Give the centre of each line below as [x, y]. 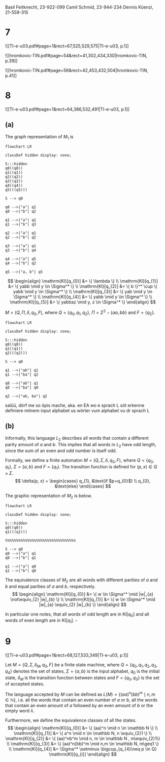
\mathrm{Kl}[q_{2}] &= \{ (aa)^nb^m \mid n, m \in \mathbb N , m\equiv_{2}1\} [83, 739]
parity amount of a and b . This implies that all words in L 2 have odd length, [81, 445]
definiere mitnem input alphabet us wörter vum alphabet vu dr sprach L [77, 410]
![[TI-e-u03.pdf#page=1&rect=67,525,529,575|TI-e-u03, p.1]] [67, 46]
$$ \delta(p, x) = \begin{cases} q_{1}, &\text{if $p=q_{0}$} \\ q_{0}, [83, 481]
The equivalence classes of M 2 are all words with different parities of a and [82, 580]
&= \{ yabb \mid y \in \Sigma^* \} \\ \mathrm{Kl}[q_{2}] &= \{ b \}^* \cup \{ [83, 286]
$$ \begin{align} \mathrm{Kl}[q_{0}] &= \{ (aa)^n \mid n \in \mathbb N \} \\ [83, 728]
